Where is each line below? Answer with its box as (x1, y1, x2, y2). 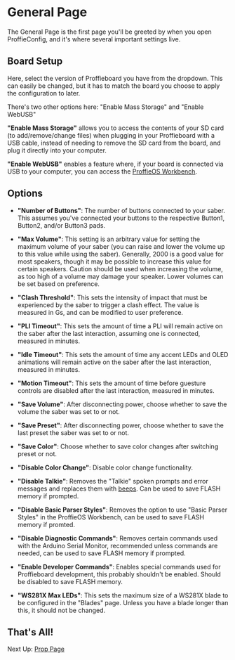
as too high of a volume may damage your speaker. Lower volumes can (17, 272, 224, 280)
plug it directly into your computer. (7, 145, 107, 155)
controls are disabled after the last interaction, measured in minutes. (17, 386, 215, 394)
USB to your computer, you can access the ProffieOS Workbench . (7, 167, 198, 176)
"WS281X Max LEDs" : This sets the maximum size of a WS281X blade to (17, 591, 229, 600)
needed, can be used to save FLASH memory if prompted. (17, 549, 186, 557)
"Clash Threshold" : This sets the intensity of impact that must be (17, 293, 208, 302)
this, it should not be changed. (17, 606, 106, 614)
